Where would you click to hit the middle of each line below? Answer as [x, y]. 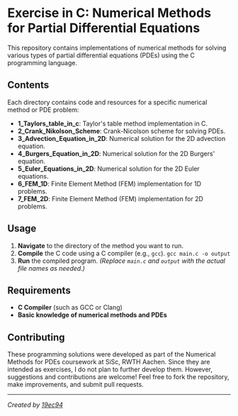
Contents [28, 85]
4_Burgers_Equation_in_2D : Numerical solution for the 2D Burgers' [116, 153]
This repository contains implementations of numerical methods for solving [117, 47]
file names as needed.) [51, 268]
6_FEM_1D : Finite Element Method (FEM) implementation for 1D [109, 184]
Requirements [39, 290]
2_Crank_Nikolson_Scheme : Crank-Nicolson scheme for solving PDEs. [121, 131]
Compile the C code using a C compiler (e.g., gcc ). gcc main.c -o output [124, 253]
